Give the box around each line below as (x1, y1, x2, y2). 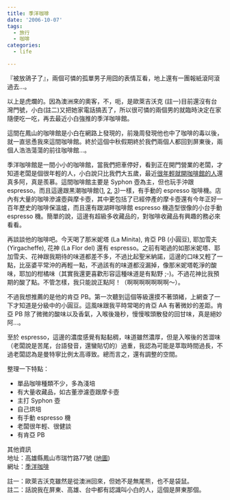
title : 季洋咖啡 (7, 10, 49, 17)
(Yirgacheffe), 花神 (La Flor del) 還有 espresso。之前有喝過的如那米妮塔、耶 (7, 243, 220, 252)
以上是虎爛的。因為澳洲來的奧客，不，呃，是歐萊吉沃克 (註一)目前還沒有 (7, 97, 212, 105)
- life (13, 49, 32, 56)
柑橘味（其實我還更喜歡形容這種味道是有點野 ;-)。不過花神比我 (36, 269, 214, 278)
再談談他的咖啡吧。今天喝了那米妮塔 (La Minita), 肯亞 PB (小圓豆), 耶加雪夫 (7, 235, 218, 243)
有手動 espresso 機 (16, 413, 71, 422)
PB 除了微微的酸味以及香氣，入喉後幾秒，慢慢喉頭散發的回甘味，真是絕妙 (14, 309, 222, 318)
